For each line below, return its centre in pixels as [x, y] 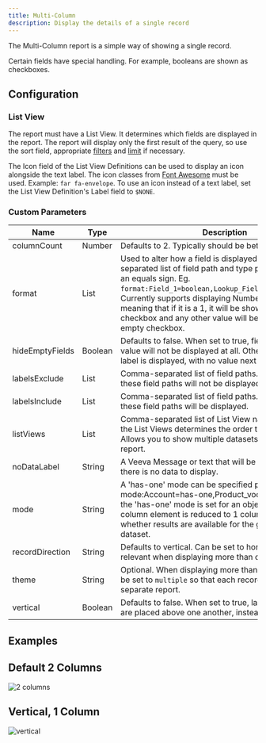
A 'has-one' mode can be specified [186, 484]
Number [97, 246]
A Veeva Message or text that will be [188, 462]
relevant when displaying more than [186, 557]
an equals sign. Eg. [155, 278]
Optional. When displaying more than [189, 570]
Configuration [44, 94]
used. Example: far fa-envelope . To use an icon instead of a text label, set [129, 183]
